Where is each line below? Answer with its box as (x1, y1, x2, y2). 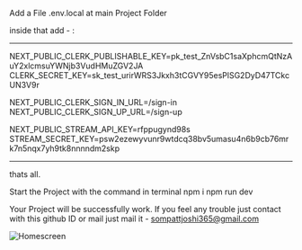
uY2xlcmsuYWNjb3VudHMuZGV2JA (9, 60, 144, 71)
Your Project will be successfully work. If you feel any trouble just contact (9, 204, 281, 214)
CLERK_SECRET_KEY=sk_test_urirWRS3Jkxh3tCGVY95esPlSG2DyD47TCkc (9, 70, 290, 80)
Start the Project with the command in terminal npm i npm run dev (9, 186, 253, 197)
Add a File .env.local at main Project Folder (9, 8, 168, 18)
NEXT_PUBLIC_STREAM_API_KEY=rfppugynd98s (9, 124, 191, 134)
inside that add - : (9, 25, 75, 35)
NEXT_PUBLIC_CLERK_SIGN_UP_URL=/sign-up (9, 107, 182, 117)
